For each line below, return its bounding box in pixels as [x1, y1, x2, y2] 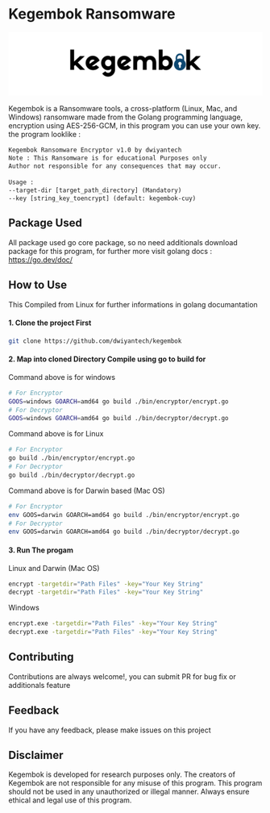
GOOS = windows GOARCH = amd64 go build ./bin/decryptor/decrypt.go [8, 415, 229, 423]
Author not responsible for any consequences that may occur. [8, 162, 222, 170]
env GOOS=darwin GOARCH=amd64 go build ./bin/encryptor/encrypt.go [8, 511, 240, 519]
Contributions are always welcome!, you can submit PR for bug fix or [8, 671, 236, 682]
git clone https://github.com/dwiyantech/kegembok [8, 336, 182, 345]
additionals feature [8, 680, 71, 690]
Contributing [8, 650, 74, 664]
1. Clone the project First [8, 318, 92, 327]
